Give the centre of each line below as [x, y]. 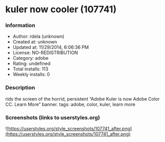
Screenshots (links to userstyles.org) [53, 117]
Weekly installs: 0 [31, 75]
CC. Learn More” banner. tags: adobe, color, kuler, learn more [70, 104]
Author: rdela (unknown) [38, 36]
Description [20, 88]
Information [20, 26]
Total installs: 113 [30, 69]
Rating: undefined [32, 64]
